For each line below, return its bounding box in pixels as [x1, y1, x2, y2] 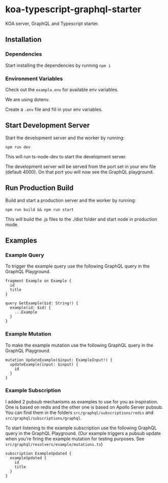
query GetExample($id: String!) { [5, 301, 79, 306]
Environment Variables [5, 75, 63, 82]
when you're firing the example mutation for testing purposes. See [5, 436, 145, 442]
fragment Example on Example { [5, 278, 72, 284]
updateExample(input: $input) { [10, 361, 79, 367]
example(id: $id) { [10, 305, 51, 310]
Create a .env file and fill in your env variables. [5, 106, 103, 112]
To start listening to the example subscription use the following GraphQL [5, 425, 157, 431]
